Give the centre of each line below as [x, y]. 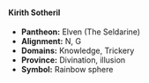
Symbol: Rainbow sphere [67, 70]
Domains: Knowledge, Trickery [78, 51]
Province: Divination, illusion [73, 60]
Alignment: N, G [51, 41]
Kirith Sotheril [34, 12]
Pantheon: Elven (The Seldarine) [81, 32]
